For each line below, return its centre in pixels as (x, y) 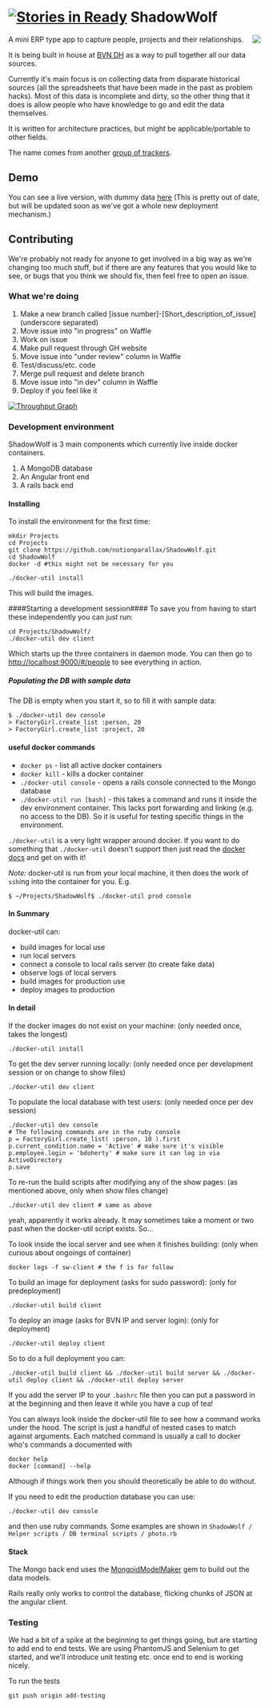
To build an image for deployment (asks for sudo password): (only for (123, 1282)
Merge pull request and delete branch (82, 373)
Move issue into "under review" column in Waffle (100, 356)
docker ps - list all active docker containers (91, 765)
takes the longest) (38, 1034)
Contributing (41, 239)
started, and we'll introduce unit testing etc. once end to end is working (126, 1657)
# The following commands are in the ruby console (94, 1132)
